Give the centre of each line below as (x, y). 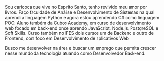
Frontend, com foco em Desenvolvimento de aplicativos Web (67, 38)
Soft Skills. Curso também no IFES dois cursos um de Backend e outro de (80, 33)
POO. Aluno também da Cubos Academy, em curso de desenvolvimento (78, 23)
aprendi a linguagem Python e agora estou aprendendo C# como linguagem (82, 17)
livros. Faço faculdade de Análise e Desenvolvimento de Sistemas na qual (80, 12)
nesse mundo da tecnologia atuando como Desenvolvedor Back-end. (75, 53)
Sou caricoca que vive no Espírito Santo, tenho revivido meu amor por (76, 7)
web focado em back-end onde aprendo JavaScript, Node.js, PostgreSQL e (82, 28)
